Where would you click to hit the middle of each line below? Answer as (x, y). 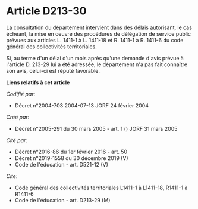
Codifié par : (21, 94)
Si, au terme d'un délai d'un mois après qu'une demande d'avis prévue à (95, 58)
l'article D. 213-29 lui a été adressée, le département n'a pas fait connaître (97, 64)
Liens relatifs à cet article (38, 82)
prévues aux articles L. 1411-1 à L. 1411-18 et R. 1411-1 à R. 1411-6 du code (95, 40)
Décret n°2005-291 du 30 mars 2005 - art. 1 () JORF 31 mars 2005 (96, 128)
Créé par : (18, 117)
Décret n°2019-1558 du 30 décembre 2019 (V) (72, 158)
